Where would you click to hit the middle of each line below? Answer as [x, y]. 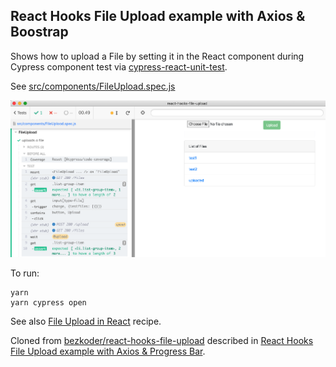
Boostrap [39, 32]
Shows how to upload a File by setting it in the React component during [157, 56]
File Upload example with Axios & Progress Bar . [108, 351]
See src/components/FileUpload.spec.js [93, 86]
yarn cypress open [48, 302]
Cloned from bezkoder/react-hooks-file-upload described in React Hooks [162, 340]
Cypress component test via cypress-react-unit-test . [119, 66]
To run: [25, 273]
